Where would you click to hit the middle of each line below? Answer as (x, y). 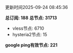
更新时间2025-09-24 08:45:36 (36, 7)
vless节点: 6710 (28, 28)
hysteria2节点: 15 (30, 34)
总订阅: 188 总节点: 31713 (31, 18)
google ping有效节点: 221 (32, 45)
